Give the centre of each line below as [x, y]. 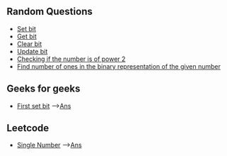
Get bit [27, 36]
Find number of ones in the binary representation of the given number [118, 66]
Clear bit [29, 44]
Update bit [32, 51]
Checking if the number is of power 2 [71, 59]
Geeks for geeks [43, 89]
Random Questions [50, 12]
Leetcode [28, 128]
